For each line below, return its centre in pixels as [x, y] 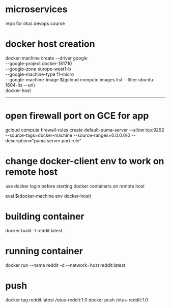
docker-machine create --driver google [47, 58]
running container [44, 251]
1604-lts [14, 85]
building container [45, 216]
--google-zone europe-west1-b [38, 69]
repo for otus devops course [35, 23]
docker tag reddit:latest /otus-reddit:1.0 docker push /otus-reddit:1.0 [77, 300]
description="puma [25, 140]
